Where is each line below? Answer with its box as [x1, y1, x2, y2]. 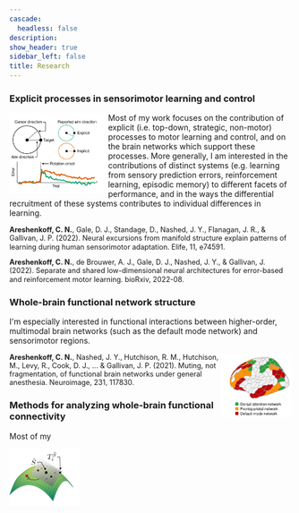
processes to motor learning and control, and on [107, 132, 286, 142]
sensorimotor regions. [9, 335, 91, 346]
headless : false [17, 23, 78, 33]
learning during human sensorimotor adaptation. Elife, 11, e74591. [9, 242, 226, 252]
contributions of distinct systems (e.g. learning [107, 160, 280, 171]
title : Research [9, 62, 70, 71]
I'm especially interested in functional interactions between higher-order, [9, 316, 278, 327]
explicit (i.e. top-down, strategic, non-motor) [107, 122, 272, 133]
